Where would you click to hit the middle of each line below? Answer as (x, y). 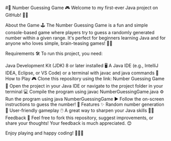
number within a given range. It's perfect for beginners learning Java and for (85, 38)
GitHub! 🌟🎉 (17, 15)
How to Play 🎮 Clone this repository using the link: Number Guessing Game (85, 79)
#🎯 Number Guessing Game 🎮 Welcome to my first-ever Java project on (82, 8)
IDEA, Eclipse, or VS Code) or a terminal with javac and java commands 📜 (82, 73)
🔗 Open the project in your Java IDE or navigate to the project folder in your (84, 86)
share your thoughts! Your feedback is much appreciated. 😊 (69, 123)
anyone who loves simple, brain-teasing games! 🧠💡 (59, 43)
